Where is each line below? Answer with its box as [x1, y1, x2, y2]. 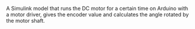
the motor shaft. [6, 17, 45, 24]
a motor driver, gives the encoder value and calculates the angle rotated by [6, 11, 189, 18]
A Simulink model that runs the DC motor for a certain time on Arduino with [6, 5, 188, 12]
